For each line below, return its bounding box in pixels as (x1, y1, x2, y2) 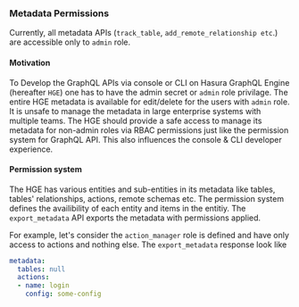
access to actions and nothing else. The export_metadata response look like (9, 239, 287, 250)
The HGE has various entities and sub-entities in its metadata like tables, (9, 184, 276, 195)
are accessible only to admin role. (9, 37, 131, 47)
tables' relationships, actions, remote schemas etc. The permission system (9, 193, 284, 203)
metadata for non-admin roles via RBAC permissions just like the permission (9, 124, 289, 136)
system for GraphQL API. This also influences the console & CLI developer (9, 134, 283, 145)
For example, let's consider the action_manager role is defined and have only (9, 229, 290, 240)
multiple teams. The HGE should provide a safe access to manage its (9, 115, 262, 126)
